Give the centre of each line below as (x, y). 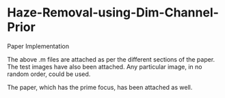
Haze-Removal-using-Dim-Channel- (113, 13)
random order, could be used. (49, 74)
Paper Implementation (38, 46)
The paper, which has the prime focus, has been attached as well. (100, 87)
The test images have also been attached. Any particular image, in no (105, 66)
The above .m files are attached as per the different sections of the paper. (111, 59)
